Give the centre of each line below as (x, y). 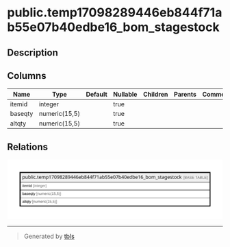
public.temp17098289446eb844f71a (115, 13)
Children (155, 94)
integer (49, 104)
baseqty (22, 114)
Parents (185, 94)
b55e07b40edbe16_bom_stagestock (114, 27)
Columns (27, 76)
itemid (19, 104)
